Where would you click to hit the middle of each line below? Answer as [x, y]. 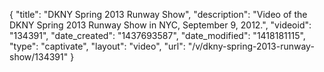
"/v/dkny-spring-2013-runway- [251, 46]
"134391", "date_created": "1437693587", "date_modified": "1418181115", [157, 35]
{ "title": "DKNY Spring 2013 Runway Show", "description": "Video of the [158, 14]
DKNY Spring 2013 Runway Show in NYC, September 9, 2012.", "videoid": [160, 25]
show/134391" [39, 57]
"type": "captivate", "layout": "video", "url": [97, 46]
